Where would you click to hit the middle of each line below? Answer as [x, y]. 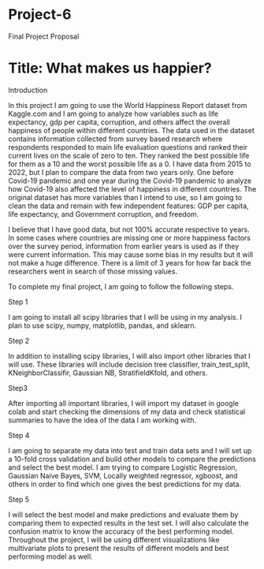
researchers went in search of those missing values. [93, 271]
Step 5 [19, 499]
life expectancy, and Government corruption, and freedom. [104, 214]
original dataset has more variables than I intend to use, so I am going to [125, 197]
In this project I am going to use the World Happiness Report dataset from [128, 105]
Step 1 [18, 302]
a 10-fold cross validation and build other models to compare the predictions [132, 459]
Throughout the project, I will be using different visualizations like [114, 539]
